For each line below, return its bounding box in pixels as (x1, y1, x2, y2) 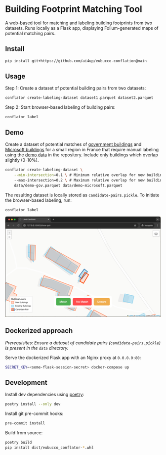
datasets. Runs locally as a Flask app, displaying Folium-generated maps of (5, 25, 159, 31)
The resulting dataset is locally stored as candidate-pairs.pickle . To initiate (5, 192, 160, 198)
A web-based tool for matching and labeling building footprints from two (5, 20, 152, 26)
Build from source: (5, 429, 43, 436)
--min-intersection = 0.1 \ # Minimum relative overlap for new (14, 172, 145, 178)
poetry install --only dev (5, 402, 61, 407)
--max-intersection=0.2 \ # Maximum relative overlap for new (14, 178, 145, 182)
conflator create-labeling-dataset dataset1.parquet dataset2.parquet (5, 95, 154, 100)
